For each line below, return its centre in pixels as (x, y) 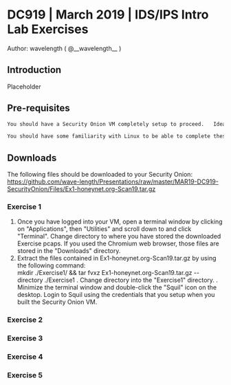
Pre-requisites (38, 108)
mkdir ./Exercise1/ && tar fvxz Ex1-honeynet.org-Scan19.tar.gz (104, 273)
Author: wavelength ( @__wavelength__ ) (64, 48)
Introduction (34, 70)
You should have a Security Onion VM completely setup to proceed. (106, 124)
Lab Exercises (48, 29)
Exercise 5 (25, 375)
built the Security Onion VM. (57, 302)
